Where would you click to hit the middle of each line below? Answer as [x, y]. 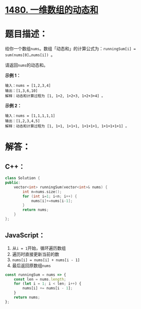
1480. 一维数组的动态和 [52, 10]
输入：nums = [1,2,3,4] [28, 86]
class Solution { [23, 178]
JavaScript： [25, 236]
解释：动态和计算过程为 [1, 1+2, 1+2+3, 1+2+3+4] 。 [55, 96]
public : [13, 183]
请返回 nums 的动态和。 [26, 65]
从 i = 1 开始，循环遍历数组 [39, 248]
